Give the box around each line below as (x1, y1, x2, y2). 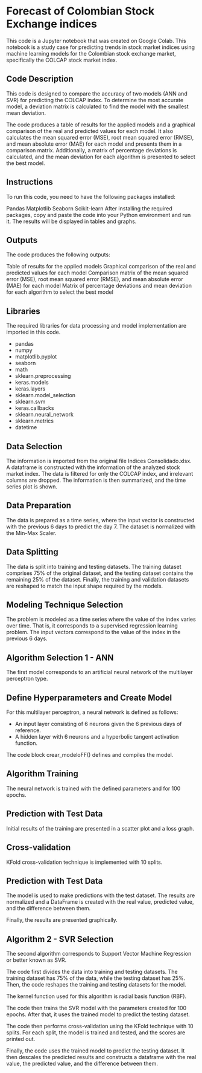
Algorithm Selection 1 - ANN (6, 652, 114, 663)
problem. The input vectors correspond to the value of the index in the (6, 629, 181, 636)
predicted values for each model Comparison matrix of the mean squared (6, 269, 189, 276)
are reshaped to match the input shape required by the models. (6, 582, 163, 589)
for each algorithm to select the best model (6, 288, 113, 296)
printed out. (6, 1036, 36, 1043)
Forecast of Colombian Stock (6, 4, 155, 18)
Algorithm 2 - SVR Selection (6, 934, 114, 944)
